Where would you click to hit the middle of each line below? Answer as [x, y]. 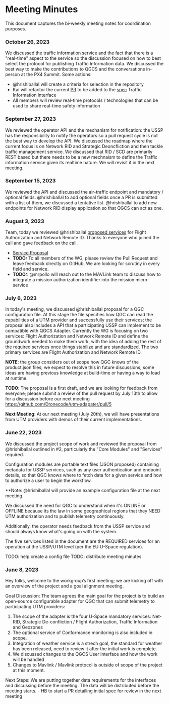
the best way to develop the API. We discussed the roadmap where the [79, 141]
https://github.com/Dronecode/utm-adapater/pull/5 [59, 404]
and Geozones [27, 627]
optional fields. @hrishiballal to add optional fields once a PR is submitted [81, 197]
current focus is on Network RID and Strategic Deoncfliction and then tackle [84, 146]
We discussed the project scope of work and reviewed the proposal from [81, 443]
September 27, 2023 [31, 119]
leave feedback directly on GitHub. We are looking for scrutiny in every [86, 264]
